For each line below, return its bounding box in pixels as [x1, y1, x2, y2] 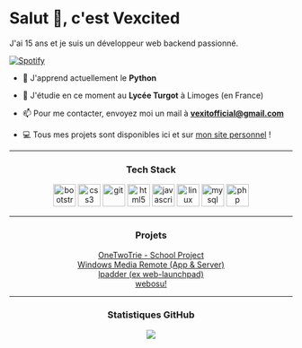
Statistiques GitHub [107, 309, 195, 321]
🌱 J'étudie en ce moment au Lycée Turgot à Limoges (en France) [22, 90, 264, 100]
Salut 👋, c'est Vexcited [9, 8, 181, 29]
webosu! [134, 278, 168, 289]
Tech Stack [125, 163, 177, 176]
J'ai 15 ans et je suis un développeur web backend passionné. [9, 38, 239, 48]
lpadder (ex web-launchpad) [98, 268, 204, 279]
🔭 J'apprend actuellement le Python [22, 72, 157, 83]
